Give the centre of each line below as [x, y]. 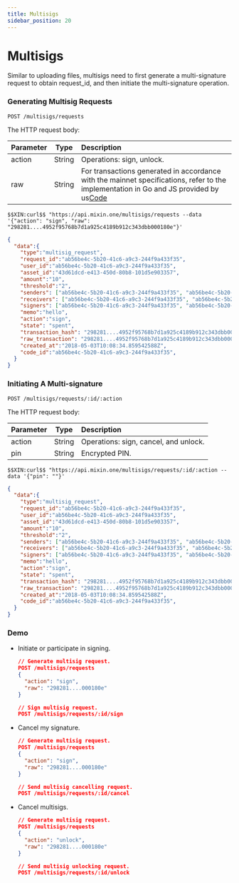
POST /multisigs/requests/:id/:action [65, 399]
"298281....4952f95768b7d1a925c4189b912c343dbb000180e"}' [95, 227]
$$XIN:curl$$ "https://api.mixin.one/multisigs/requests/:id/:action [113, 470]
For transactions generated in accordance [151, 170]
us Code [94, 198]
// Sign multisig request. [58, 708]
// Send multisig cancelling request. [75, 787]
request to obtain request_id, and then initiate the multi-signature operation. [118, 83]
